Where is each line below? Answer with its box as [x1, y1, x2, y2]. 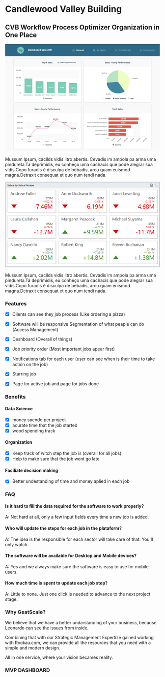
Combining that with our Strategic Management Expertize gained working [5, 635, 154, 641]
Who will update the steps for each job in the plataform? [5, 525, 122, 531]
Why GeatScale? [5, 609, 46, 615]
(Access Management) [12, 327, 59, 333]
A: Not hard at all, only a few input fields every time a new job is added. [5, 514, 149, 520]
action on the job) [12, 362, 48, 368]
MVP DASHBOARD [5, 667, 50, 674]
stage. [5, 596, 18, 602]
